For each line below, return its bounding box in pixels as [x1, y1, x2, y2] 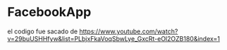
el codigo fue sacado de [7, 27, 78, 35]
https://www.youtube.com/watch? [79, 27, 178, 35]
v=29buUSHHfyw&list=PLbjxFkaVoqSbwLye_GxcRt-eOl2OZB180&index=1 [7, 34, 221, 42]
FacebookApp [7, 4, 92, 20]
